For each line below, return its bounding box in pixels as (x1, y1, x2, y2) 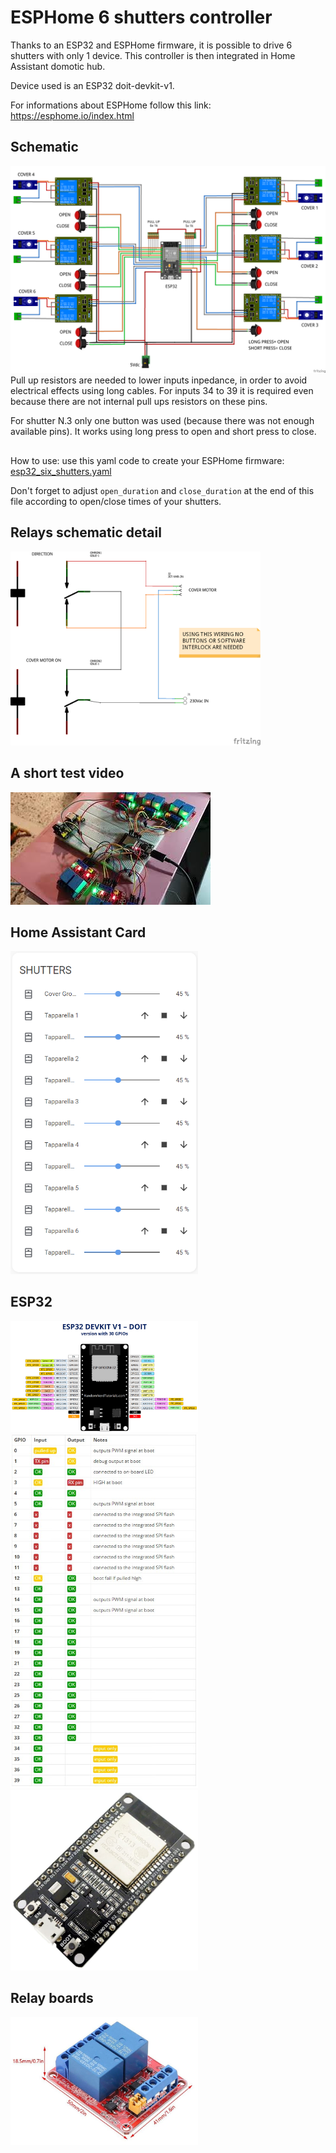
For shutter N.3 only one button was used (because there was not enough (10, 415, 315, 427)
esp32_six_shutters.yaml (10, 465, 112, 477)
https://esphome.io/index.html (10, 109, 135, 121)
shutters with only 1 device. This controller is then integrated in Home (10, 49, 296, 61)
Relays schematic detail (10, 524, 162, 541)
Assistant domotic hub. (10, 60, 106, 72)
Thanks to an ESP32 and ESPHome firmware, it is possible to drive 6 (10, 39, 293, 51)
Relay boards (10, 1990, 94, 2007)
